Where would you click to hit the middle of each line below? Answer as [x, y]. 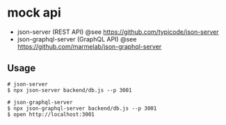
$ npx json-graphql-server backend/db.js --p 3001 [82, 108]
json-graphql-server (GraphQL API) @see [77, 39]
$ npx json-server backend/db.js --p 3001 [70, 90]
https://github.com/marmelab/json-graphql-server [89, 46]
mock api [34, 13]
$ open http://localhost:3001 [51, 114]
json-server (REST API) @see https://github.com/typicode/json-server [118, 32]
